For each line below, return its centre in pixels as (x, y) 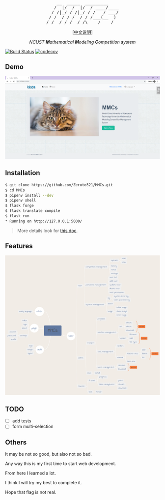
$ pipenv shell (21, 201)
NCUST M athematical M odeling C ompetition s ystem (82, 42)
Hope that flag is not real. (31, 492)
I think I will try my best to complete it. (43, 483)
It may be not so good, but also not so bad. (49, 454)
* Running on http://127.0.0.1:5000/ (44, 221)
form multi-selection (33, 426)
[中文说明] (82, 32)
